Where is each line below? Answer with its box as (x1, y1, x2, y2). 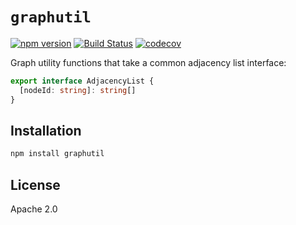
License (10, 176, 61, 193)
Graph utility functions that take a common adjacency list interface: (10, 56, 287, 68)
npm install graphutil (10, 149, 105, 159)
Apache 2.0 (10, 203, 58, 215)
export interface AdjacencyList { (10, 76, 155, 86)
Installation (10, 122, 82, 139)
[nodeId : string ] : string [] (19, 85, 137, 95)
